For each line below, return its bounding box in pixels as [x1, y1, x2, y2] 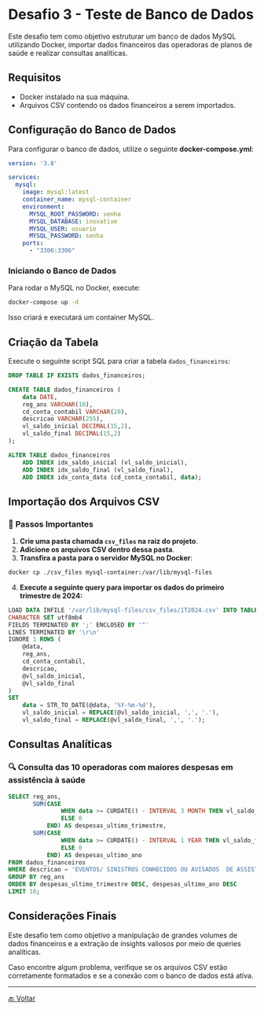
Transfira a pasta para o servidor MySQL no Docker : [19, 553, 192, 563]
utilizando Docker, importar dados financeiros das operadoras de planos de [8, 39, 253, 49]
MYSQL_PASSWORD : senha [28, 232, 104, 240]
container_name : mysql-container [22, 195, 132, 204]
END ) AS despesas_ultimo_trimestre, [46, 822, 167, 830]
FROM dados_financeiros [8, 858, 86, 867]
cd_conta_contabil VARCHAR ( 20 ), [22, 408, 128, 416]
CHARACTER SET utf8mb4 [8, 613, 82, 621]
